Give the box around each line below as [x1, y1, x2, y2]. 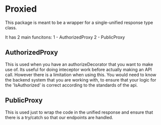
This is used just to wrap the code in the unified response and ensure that [5, 109, 153, 115]
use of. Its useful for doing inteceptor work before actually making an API [5, 66, 152, 72]
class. [5, 24, 17, 30]
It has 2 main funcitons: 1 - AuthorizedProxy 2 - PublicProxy [5, 34, 125, 40]
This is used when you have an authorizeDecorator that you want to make [5, 61, 153, 67]
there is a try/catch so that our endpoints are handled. [5, 114, 113, 120]
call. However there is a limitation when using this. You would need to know [5, 72, 157, 78]
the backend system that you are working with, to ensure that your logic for [5, 77, 157, 83]
